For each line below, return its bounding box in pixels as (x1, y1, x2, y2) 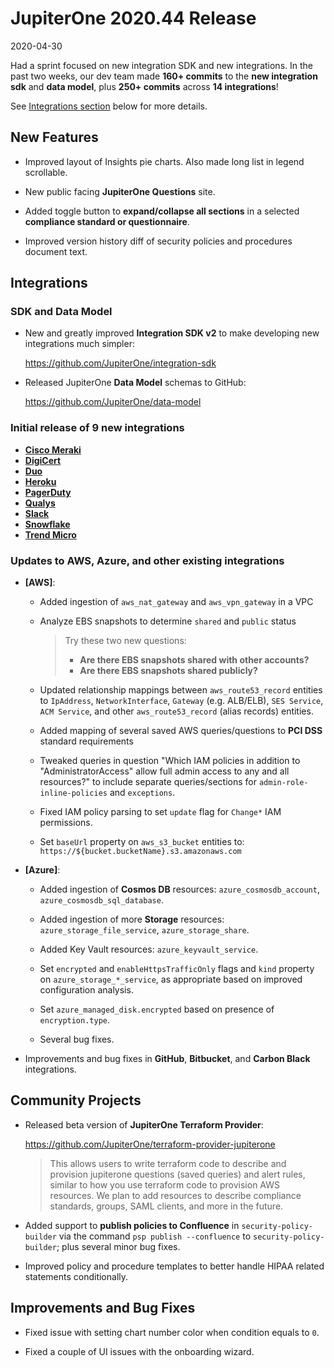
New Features (10, 129, 99, 146)
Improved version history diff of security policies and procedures (24, 235, 293, 247)
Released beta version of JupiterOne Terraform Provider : (24, 1118, 264, 1131)
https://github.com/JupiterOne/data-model (24, 396, 202, 408)
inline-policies (39, 788, 108, 799)
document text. (24, 245, 88, 257)
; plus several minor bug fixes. (56, 1240, 181, 1252)
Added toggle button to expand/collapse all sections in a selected (24, 205, 300, 217)
